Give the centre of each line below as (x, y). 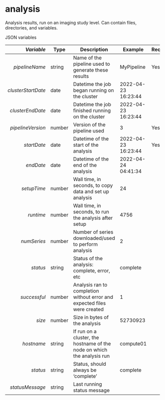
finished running (92, 110)
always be (85, 370)
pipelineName (29, 67)
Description (94, 49)
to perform (85, 244)
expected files (89, 303)
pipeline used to (92, 64)
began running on (94, 90)
